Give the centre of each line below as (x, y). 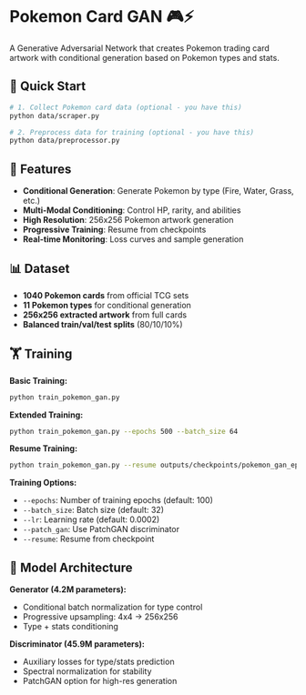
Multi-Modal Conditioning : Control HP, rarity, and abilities (132, 210)
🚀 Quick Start (48, 86)
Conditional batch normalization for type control (112, 607)
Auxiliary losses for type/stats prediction (98, 662)
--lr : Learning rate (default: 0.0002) (91, 519)
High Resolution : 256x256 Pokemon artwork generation (128, 220)
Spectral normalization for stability (87, 671)
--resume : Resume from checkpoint (88, 539)
